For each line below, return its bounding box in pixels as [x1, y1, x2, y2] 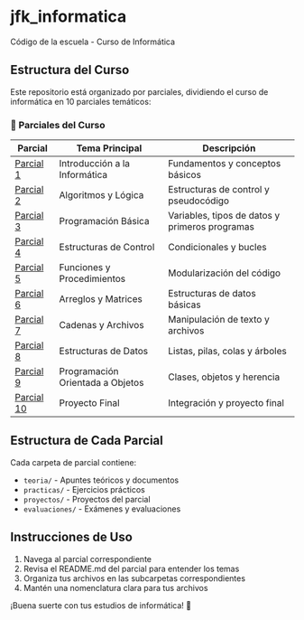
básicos [167, 169, 202, 182]
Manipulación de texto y [167, 314, 270, 326]
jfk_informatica [10, 6, 127, 27]
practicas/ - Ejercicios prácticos [23, 484, 145, 494]
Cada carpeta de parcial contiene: [10, 456, 137, 467]
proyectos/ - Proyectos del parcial [23, 493, 152, 504]
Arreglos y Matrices [59, 293, 143, 305]
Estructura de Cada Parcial [10, 433, 163, 448]
